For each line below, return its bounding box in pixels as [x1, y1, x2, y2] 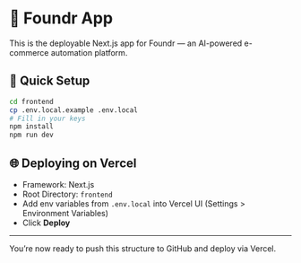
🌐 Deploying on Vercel [9, 155, 137, 171]
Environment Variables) [21, 207, 109, 218]
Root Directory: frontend [21, 188, 114, 199]
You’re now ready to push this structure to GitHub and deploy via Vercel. [9, 242, 277, 254]
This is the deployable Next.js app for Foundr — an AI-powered [9, 38, 243, 48]
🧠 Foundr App [9, 8, 114, 29]
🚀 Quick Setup [9, 74, 90, 89]
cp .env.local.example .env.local [9, 105, 139, 115]
